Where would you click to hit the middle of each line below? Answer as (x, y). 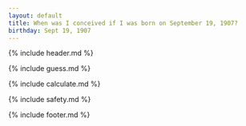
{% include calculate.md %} (54, 84)
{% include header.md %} (51, 53)
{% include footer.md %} (49, 115)
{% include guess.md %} (49, 69)
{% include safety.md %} (50, 100)
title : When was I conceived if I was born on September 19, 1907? (123, 23)
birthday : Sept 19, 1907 (50, 30)
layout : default (35, 16)
